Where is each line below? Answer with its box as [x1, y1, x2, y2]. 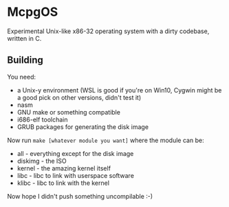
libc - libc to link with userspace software [17, 171, 134, 179]
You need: [7, 72, 36, 81]
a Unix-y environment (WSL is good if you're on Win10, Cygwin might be [17, 86, 222, 94]
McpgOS [7, 4, 58, 20]
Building [7, 55, 43, 66]
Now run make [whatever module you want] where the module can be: [7, 136, 204, 144]
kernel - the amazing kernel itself [17, 164, 111, 172]
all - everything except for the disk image [17, 149, 134, 157]
